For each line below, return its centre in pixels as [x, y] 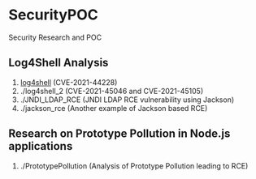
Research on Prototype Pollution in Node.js [119, 134]
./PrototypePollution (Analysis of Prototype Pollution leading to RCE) [134, 166]
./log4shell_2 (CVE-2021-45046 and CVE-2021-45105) [112, 91]
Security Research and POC [55, 37]
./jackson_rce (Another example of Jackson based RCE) [114, 108]
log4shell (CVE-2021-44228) [69, 82]
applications [41, 146]
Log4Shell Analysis [59, 63]
